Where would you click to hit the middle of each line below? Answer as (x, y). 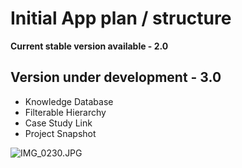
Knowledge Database (69, 101)
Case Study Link (58, 123)
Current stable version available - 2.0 (89, 46)
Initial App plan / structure (121, 18)
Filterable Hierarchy (65, 112)
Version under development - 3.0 (116, 77)
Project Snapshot (60, 133)
